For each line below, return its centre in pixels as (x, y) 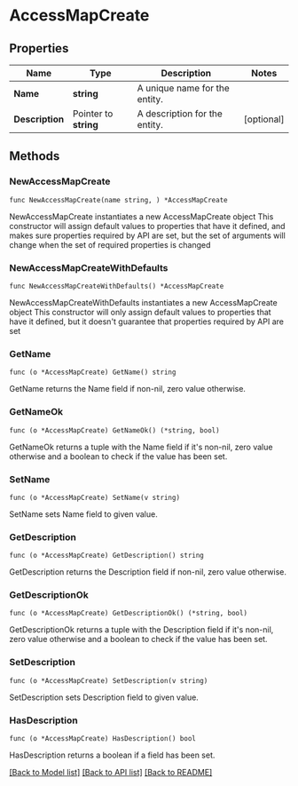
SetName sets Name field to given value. (83, 514)
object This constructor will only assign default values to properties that (141, 312)
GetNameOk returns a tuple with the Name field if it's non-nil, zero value (141, 447)
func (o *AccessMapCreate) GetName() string (93, 373)
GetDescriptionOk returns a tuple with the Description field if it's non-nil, (141, 630)
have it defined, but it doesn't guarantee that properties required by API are (146, 322)
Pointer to (93, 114)
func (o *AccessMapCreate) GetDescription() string (106, 556)
